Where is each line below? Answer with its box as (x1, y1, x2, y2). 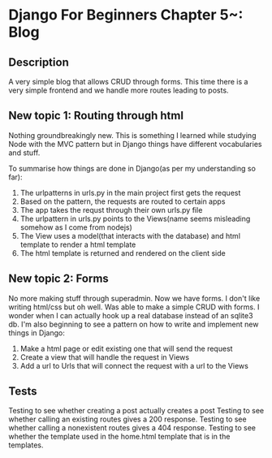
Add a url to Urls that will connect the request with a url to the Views (19, 361, 249, 370)
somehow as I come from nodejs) (19, 222, 132, 232)
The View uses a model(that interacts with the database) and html (19, 231, 241, 240)
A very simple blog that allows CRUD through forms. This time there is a (8, 77, 248, 86)
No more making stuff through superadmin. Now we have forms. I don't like (8, 293, 261, 303)
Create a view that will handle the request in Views (19, 352, 189, 362)
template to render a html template (19, 240, 136, 249)
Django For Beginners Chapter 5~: (8, 6, 244, 24)
